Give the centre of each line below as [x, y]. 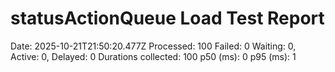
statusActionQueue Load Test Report [167, 18]
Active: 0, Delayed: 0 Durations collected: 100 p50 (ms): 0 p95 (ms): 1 [153, 56]
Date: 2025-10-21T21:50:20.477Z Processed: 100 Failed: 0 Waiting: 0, [153, 46]
